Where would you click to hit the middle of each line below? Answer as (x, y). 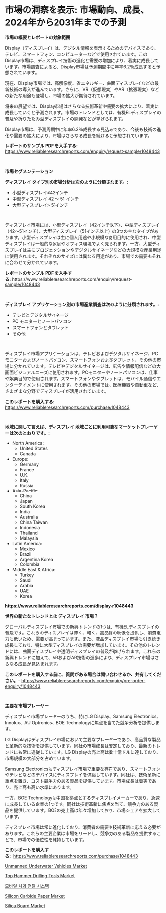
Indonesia (30, 527)
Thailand (29, 533)
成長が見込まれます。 (40, 664)
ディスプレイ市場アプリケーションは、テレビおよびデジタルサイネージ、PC (82, 353)
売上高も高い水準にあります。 (44, 787)
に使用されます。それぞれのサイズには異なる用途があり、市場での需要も (79, 256)
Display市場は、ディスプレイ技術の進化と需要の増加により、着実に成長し (80, 60)
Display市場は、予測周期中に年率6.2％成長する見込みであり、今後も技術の (81, 129)
